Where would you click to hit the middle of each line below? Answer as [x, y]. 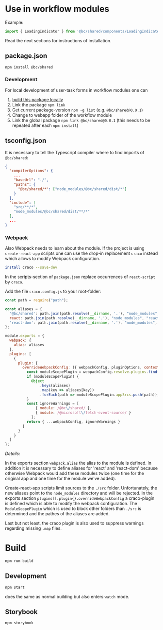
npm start [15, 587]
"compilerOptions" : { [31, 171]
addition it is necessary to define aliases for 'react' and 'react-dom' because [81, 468]
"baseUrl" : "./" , [31, 180]
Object [38, 381]
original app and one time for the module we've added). [61, 479]
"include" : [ [23, 203]
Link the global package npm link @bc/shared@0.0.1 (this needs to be [81, 120]
